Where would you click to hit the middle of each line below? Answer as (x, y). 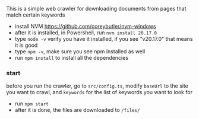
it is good (26, 45)
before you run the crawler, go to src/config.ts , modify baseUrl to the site (97, 86)
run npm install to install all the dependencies (72, 58)
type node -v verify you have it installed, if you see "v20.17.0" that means (104, 39)
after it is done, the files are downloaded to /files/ (77, 110)
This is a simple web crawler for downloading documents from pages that (96, 9)
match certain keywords (36, 15)
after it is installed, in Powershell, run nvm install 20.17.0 (86, 33)
